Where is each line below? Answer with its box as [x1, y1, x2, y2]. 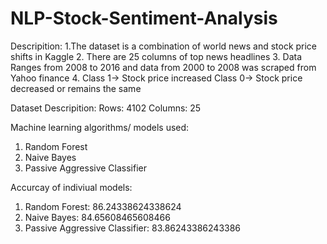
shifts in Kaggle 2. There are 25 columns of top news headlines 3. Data [10, 50, 303, 62]
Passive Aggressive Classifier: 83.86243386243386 [24, 222, 242, 234]
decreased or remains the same [10, 82, 142, 94]
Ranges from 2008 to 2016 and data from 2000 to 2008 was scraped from [10, 61, 317, 73]
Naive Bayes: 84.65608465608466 [24, 211, 171, 223]
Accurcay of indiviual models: [10, 181, 133, 193]
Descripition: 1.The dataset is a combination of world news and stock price [10, 40, 318, 52]
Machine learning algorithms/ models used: [10, 121, 190, 133]
